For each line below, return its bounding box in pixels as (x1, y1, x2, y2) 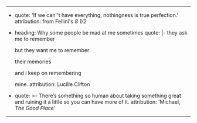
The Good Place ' (14, 105, 56, 111)
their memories (14, 58, 52, 65)
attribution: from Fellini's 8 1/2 (14, 18, 87, 25)
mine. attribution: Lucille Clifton (14, 81, 90, 88)
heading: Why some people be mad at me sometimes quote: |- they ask (14, 29, 188, 36)
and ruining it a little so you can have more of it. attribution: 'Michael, (14, 98, 181, 105)
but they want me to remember (14, 47, 90, 53)
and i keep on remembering (14, 70, 81, 76)
